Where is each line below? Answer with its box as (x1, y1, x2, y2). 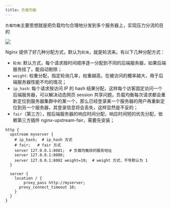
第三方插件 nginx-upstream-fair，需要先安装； (17, 117, 115, 123)
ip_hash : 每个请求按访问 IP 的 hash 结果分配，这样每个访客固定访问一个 (12, 85, 163, 91)
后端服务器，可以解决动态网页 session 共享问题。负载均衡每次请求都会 (12, 91, 162, 97)
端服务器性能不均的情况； (12, 79, 67, 85)
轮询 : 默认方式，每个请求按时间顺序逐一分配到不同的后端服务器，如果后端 (12, 60, 166, 66)
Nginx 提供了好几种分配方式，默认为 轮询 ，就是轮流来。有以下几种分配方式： (5, 49, 165, 55)
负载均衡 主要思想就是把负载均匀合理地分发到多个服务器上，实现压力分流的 (5, 22, 159, 28)
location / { (14, 175, 42, 181)
